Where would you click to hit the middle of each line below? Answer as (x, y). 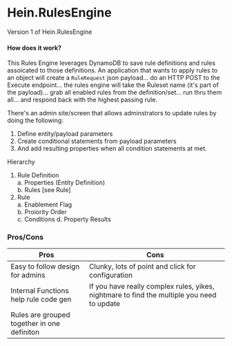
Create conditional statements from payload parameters (97, 141)
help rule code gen (41, 300)
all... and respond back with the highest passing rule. (82, 100)
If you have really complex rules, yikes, (152, 287)
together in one (36, 324)
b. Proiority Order (42, 212)
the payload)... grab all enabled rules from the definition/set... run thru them (115, 93)
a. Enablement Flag (45, 204)
